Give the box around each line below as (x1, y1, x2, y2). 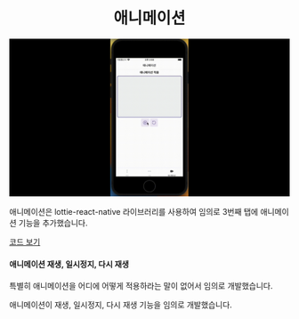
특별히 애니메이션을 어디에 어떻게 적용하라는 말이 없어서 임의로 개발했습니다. (9, 280, 273, 290)
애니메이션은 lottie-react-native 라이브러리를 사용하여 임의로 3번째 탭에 (9, 207, 259, 217)
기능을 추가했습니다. (18, 217, 88, 228)
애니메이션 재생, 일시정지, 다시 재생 (9, 259, 129, 270)
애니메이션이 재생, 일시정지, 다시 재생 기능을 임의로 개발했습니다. (9, 299, 233, 310)
